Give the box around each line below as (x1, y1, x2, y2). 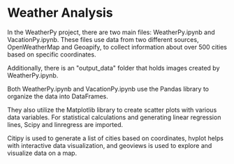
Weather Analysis (7, 5, 113, 21)
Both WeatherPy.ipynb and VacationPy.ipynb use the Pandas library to (7, 84, 210, 93)
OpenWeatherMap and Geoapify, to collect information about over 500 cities (7, 43, 227, 51)
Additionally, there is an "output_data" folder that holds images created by (7, 64, 220, 72)
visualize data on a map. (7, 149, 78, 157)
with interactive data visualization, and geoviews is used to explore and (7, 141, 212, 149)
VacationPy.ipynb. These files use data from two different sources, (7, 35, 199, 43)
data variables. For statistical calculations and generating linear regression (7, 113, 221, 121)
